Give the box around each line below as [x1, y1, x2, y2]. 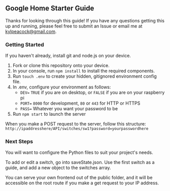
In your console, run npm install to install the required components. [12, 68, 155, 74]
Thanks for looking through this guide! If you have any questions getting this [5, 17, 165, 23]
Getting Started [5, 41, 44, 48]
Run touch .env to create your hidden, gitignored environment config [12, 73, 157, 79]
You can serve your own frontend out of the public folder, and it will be [5, 175, 153, 181]
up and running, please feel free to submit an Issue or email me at [5, 23, 143, 29]
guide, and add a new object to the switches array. [5, 165, 111, 171]
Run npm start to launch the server [12, 111, 86, 117]
